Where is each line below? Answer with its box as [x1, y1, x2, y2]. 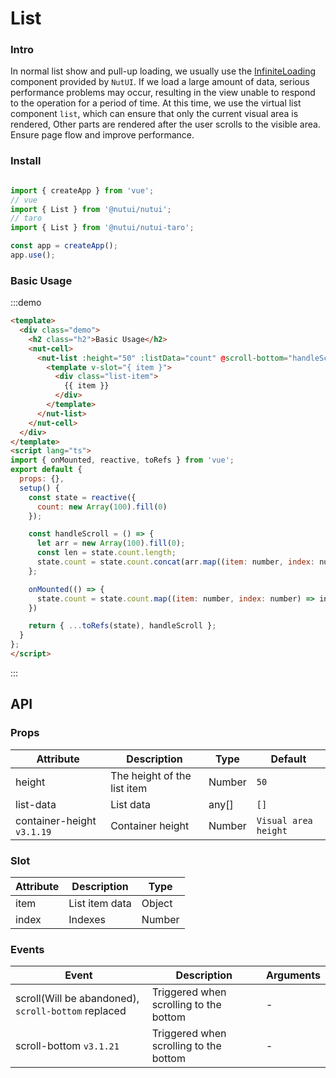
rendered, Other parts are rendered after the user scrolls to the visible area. [10, 118, 321, 131]
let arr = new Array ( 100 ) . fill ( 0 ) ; [36, 538, 186, 549]
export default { [10, 465, 83, 475]
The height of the [110, 768, 192, 782]
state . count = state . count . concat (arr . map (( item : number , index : [36, 557, 315, 567]
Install [10, 154, 42, 168]
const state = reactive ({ [28, 492, 137, 502]
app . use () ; [10, 250, 56, 261]
